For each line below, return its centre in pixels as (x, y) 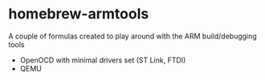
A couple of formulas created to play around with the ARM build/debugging (132, 36)
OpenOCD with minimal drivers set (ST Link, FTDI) (103, 60)
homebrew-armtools (79, 14)
